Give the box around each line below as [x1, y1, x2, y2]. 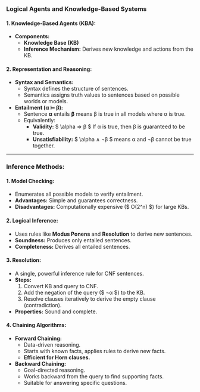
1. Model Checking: [6, 177, 55, 184]
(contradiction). [23, 301, 62, 308]
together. [32, 142, 55, 149]
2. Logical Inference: [6, 217, 58, 224]
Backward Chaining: [14, 360, 67, 368]
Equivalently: [23, 117, 55, 124]
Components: [14, 33, 50, 40]
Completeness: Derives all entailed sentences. [14, 243, 130, 250]
